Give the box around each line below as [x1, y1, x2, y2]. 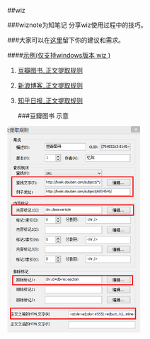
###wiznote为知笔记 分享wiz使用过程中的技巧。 [7, 21, 147, 29]
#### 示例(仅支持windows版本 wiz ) [7, 51, 111, 59]
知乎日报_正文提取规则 [17, 96, 83, 105]
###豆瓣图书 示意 [17, 112, 69, 120]
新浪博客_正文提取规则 [17, 81, 83, 90]
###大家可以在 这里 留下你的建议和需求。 [7, 36, 125, 44]
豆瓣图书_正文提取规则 [17, 66, 83, 74]
